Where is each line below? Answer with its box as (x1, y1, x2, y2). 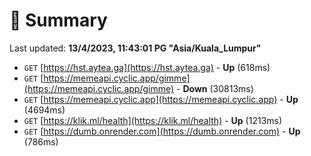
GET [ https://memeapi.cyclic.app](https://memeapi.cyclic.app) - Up (23, 93, 299, 105)
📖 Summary (9, 9, 108, 32)
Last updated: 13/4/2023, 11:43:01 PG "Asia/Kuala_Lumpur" (9, 42, 262, 54)
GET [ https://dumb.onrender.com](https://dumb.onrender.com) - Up (23, 125, 301, 137)
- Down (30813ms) (176, 82, 254, 94)
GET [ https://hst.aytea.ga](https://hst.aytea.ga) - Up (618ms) (23, 61, 271, 73)
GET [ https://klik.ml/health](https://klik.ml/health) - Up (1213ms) (23, 114, 283, 126)
